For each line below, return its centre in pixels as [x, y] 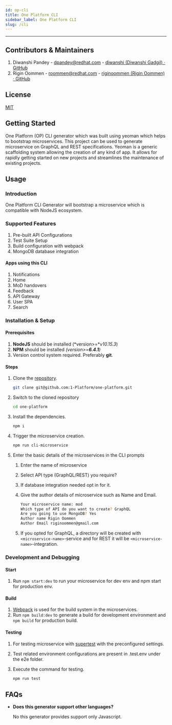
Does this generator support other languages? [63, 707]
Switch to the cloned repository [46, 397]
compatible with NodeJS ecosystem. [44, 211]
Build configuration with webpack [48, 246]
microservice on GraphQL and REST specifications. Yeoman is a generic [81, 146]
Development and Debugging [42, 557]
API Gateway [26, 296]
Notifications [26, 274]
